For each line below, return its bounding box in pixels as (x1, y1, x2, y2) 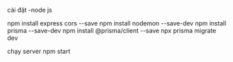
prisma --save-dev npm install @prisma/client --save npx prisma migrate (7, 27, 217, 34)
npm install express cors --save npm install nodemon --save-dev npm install (7, 19, 227, 27)
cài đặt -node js (7, 6, 52, 14)
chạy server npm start (7, 48, 71, 55)
